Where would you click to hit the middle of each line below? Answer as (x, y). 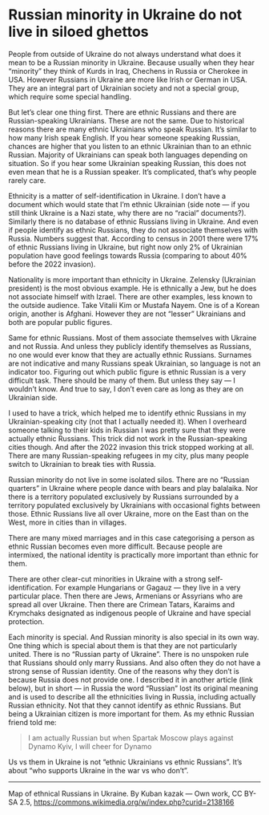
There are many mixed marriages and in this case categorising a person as (131, 537)
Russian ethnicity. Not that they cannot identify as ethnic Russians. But (125, 705)
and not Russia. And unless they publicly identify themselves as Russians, (130, 346)
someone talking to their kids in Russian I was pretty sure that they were (127, 430)
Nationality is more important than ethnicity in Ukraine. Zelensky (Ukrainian (132, 279)
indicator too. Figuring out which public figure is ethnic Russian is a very (127, 371)
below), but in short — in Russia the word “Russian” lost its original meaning (133, 688)
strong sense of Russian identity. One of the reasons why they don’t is (124, 671)
